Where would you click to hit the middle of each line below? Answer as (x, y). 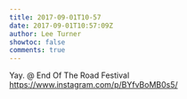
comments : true (37, 50)
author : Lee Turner (45, 34)
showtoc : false (37, 42)
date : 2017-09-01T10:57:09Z (61, 26)
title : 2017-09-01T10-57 (55, 17)
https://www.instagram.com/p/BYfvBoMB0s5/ (93, 85)
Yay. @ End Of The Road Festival (69, 75)
